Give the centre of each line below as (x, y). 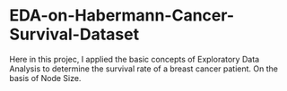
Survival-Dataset (74, 34)
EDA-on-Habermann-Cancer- (122, 16)
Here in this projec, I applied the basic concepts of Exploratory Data (135, 59)
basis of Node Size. (45, 78)
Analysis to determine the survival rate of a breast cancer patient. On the (143, 69)
